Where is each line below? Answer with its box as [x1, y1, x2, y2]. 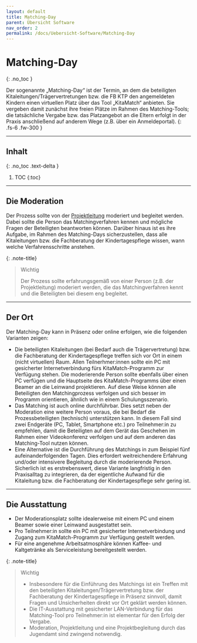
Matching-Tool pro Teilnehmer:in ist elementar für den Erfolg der [29, 612, 185, 619]
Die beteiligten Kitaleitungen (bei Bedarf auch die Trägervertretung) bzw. [14, 345, 191, 353]
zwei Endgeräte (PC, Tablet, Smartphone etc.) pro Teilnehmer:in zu [14, 421, 177, 428]
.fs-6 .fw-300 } [6, 124, 43, 131]
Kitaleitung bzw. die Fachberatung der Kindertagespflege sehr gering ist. [14, 477, 191, 484]
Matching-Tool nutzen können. [14, 439, 89, 447]
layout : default [6, 8, 46, 15]
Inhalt [6, 146, 28, 156]
